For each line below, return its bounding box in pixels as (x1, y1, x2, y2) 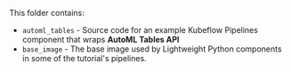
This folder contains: (9, 8, 85, 18)
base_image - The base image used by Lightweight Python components (21, 44, 282, 54)
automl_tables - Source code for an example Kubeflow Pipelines (21, 25, 258, 35)
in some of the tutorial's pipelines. (21, 53, 147, 63)
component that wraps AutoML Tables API (21, 35, 180, 44)
